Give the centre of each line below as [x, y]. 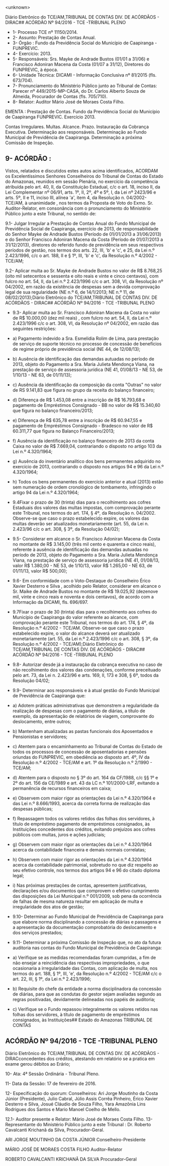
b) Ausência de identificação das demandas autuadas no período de [83, 359]
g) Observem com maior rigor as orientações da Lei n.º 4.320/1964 [82, 844]
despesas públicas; [33, 809]
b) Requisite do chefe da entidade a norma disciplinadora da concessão [87, 989]
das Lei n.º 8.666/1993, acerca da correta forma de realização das [81, 803]
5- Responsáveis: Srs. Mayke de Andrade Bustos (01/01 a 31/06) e [81, 59]
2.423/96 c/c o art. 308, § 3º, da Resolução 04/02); [66, 529]
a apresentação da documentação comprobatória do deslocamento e [84, 927]
